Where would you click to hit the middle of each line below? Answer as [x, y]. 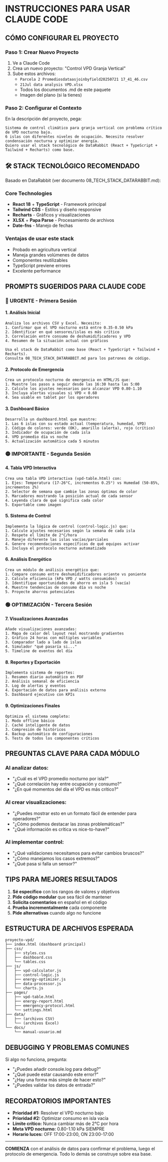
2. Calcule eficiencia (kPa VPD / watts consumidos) [61, 579]
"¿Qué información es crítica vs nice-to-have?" [61, 829]
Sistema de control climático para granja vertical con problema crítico [84, 128]
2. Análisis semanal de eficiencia [42, 682]
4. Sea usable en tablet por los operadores [52, 398]
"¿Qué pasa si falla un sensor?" [45, 863]
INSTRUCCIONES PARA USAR [68, 9]
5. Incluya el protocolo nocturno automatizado [56, 548]
